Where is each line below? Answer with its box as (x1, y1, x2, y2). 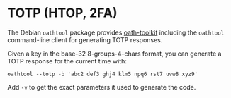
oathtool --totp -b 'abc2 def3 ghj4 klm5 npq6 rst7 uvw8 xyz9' (7, 71, 198, 78)
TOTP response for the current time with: (7, 56, 128, 65)
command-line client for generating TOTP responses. (7, 35, 163, 44)
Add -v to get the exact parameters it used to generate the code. (7, 82, 196, 91)
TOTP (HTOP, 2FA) (7, 5, 118, 21)
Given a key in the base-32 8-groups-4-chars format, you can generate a (7, 49, 222, 58)
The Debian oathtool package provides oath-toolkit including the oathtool (7, 28, 225, 37)
